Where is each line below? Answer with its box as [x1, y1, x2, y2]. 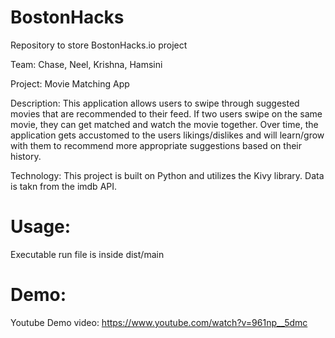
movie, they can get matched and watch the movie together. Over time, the [10, 118, 319, 130]
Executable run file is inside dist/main [10, 248, 165, 260]
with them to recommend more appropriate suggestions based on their [10, 139, 302, 151]
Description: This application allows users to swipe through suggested [10, 97, 300, 109]
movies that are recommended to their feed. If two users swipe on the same [10, 107, 323, 120]
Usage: [10, 216, 72, 238]
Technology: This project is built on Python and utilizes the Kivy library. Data [10, 169, 325, 181]
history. [10, 150, 42, 162]
